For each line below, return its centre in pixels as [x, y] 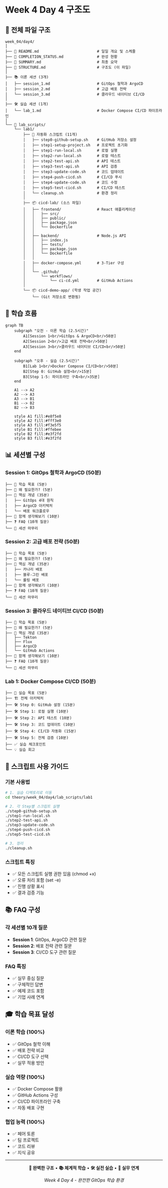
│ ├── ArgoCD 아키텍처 [29, 506]
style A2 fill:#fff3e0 [38, 421]
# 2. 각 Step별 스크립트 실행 [32, 806]
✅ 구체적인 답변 [28, 984]
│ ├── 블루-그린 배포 [27, 574]
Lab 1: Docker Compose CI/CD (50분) [50, 681]
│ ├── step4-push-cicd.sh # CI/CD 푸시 [72, 177]
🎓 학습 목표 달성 [30, 1014]
